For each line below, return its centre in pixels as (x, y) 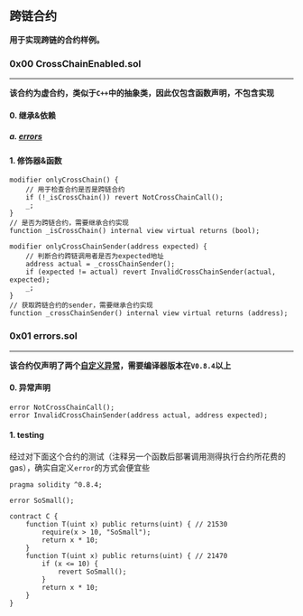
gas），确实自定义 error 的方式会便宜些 (80, 467)
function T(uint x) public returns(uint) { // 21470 (127, 555)
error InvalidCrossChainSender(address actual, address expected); (139, 415)
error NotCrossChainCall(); (62, 407)
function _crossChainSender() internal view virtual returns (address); (149, 313)
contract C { (34, 516)
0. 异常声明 (30, 387)
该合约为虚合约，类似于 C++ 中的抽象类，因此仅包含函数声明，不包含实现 (142, 93)
